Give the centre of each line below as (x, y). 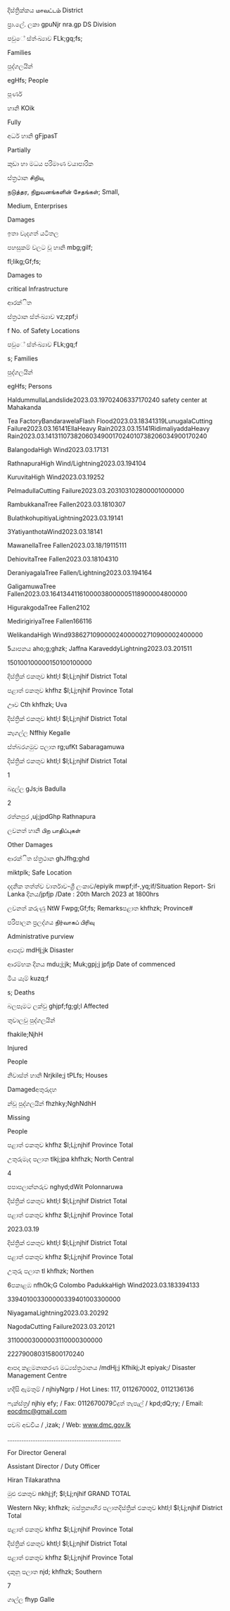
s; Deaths (21, 992)
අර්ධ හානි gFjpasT (33, 136)
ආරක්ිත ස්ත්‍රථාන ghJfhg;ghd (49, 858)
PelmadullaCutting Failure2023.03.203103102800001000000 (96, 491)
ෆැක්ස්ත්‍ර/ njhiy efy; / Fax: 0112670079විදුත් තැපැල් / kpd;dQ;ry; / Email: (106, 1403)
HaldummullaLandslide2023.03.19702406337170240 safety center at (107, 400)
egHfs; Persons (30, 386)
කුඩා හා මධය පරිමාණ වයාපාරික (50, 164)
